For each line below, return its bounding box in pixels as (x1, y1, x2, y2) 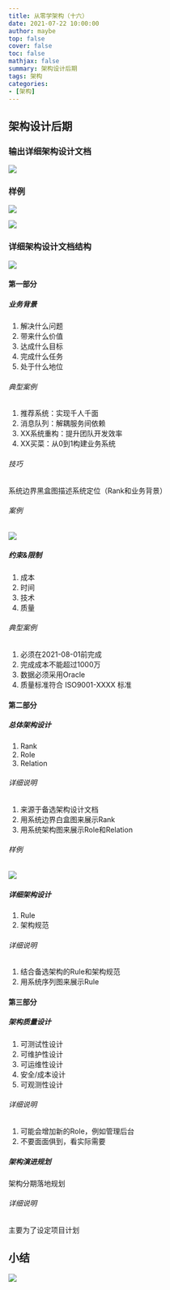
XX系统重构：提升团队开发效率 (19, 429, 123, 439)
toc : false (8, 49, 45, 58)
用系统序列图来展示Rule (19, 977, 100, 987)
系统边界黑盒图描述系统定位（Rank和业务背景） (8, 486, 168, 495)
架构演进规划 (8, 1156, 51, 1166)
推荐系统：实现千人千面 (19, 409, 99, 418)
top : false (8, 34, 45, 43)
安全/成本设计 (19, 1069, 66, 1079)
